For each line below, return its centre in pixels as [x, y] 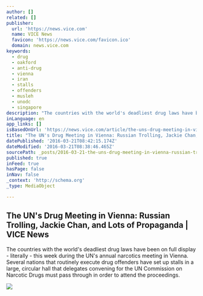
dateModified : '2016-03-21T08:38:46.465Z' [60, 146]
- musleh [23, 96]
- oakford [24, 62]
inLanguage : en [25, 118]
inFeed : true [23, 164]
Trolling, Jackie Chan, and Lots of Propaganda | [97, 225]
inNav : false [23, 175]
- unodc [21, 101]
